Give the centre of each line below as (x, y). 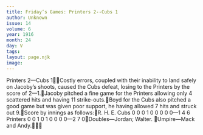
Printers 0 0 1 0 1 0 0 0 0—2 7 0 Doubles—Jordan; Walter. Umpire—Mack (101, 119)
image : (15, 63)
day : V (15, 46)
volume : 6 (19, 29)
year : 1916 (20, 35)
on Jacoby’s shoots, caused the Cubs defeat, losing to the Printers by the (98, 86)
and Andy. (19, 125)
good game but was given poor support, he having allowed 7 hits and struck (101, 106)
